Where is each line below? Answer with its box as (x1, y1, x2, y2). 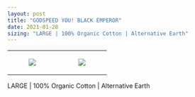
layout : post (7, 10, 46, 18)
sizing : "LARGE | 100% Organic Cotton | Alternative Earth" (7, 30, 189, 37)
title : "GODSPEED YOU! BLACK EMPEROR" (7, 17, 122, 24)
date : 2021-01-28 (7, 23, 59, 30)
